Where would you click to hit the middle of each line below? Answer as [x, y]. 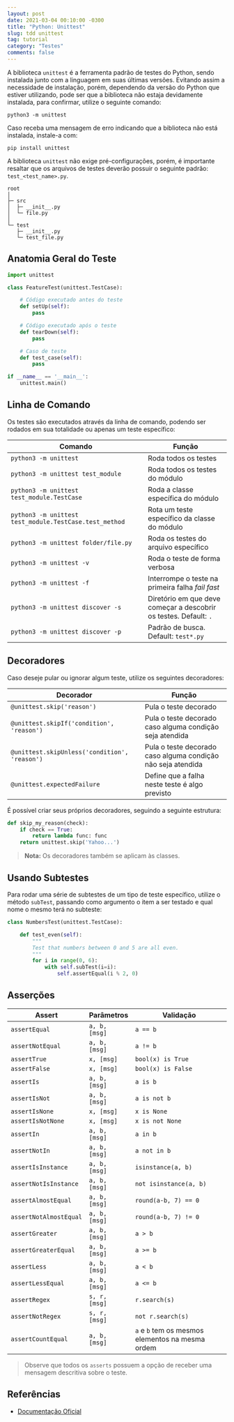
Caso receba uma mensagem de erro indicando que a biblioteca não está [112, 128]
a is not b [153, 1098]
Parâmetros [109, 1015]
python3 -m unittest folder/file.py [71, 542]
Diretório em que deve [184, 599]
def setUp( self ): [45, 307]
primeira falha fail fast [184, 587]
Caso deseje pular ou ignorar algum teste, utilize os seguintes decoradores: [116, 678]
